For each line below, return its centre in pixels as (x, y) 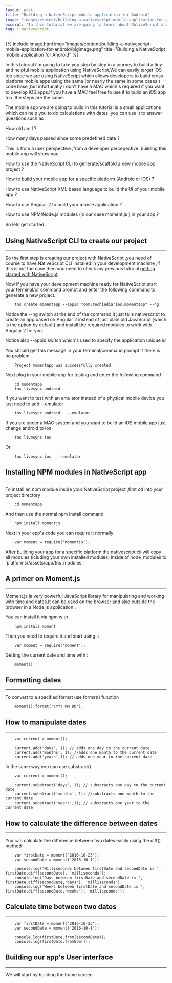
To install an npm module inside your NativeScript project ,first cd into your (84, 489)
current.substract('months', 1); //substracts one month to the (84, 794)
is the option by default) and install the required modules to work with (79, 325)
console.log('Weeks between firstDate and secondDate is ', (80, 887)
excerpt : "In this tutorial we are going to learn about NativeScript (82, 24)
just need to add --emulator (35, 404)
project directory (23, 495)
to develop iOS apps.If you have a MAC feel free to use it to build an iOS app (86, 92)
